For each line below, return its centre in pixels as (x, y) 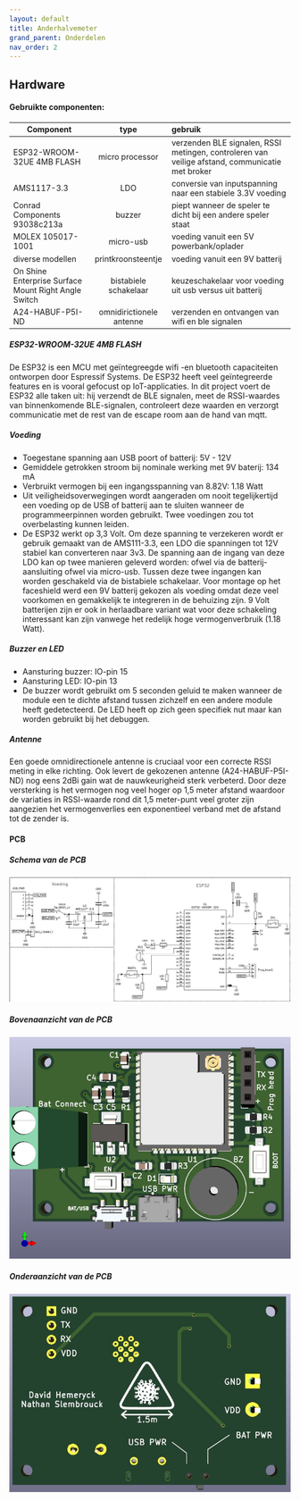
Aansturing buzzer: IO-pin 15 (75, 671)
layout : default (39, 19)
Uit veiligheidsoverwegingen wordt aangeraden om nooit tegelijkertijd (150, 495)
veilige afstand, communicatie (226, 162)
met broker (192, 171)
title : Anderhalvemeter (54, 28)
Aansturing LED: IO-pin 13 (70, 681)
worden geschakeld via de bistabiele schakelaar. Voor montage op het (151, 581)
